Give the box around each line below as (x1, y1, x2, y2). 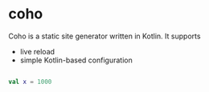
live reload (19, 46, 55, 56)
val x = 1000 (8, 78, 52, 86)
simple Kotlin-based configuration (19, 55, 133, 65)
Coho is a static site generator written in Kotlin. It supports (8, 31, 201, 41)
